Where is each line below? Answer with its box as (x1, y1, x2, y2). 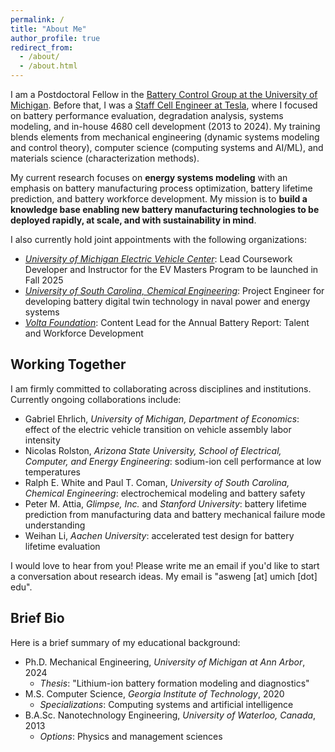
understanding (24, 519, 86, 531)
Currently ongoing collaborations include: (10, 393, 182, 405)
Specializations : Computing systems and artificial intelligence (39, 698, 294, 710)
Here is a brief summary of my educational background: (10, 636, 241, 648)
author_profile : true (10, 33, 101, 43)
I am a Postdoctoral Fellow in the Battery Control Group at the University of (10, 89, 318, 100)
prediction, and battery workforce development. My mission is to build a (10, 193, 308, 205)
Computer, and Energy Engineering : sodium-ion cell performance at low (24, 455, 322, 467)
